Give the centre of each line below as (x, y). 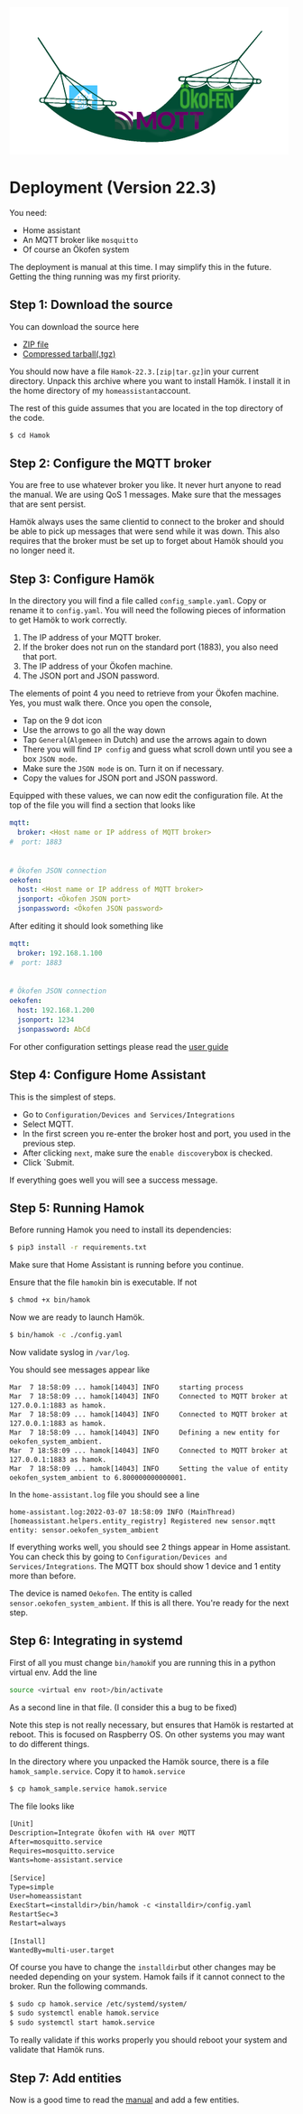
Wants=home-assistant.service (66, 1860)
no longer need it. (42, 551)
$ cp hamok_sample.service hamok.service (88, 1789)
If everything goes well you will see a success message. (114, 1180)
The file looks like (42, 1806)
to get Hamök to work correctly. (69, 620)
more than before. (43, 1576)
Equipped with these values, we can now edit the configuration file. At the (147, 796)
